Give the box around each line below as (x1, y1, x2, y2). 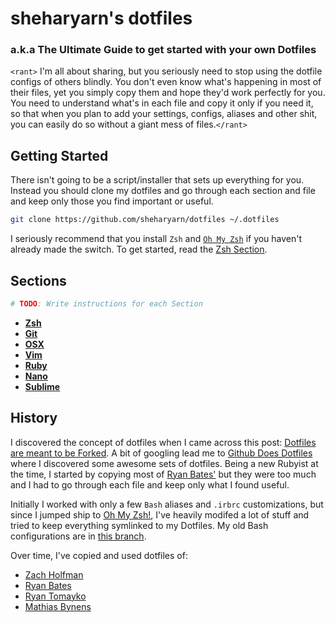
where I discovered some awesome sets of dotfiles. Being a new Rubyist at (10, 457, 319, 469)
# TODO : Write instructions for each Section (10, 298, 203, 309)
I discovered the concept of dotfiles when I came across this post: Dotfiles (10, 436, 317, 448)
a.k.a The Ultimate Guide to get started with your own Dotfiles (10, 43, 317, 57)
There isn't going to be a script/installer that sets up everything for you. (10, 174, 305, 186)
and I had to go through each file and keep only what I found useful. (10, 478, 290, 491)
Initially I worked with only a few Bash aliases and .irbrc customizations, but (10, 498, 324, 510)
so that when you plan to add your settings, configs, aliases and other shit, (10, 108, 318, 120)
